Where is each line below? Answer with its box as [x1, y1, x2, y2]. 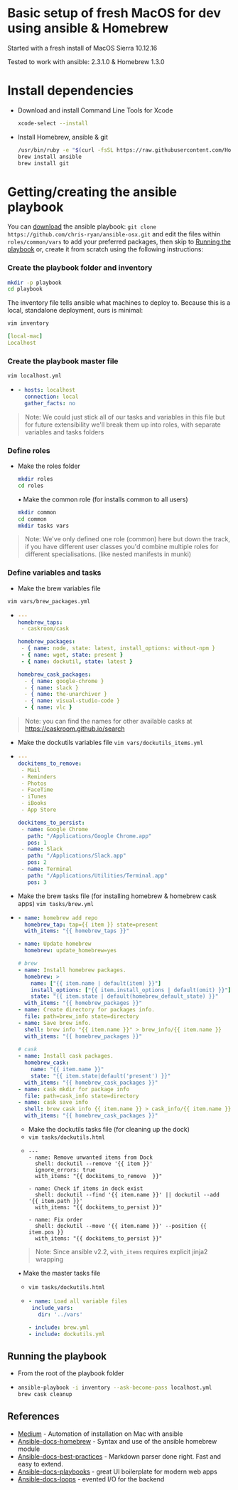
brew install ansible [17, 153, 82, 160]
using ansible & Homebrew [7, 20, 169, 36]
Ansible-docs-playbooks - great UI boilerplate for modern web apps [17, 1467, 218, 1476]
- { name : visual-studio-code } [24, 697, 120, 704]
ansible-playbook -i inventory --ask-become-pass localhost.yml [17, 1384, 212, 1392]
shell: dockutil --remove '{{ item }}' [34, 1160, 153, 1167]
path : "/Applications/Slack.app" [27, 853, 126, 860]
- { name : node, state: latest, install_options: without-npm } [21, 645, 215, 652]
